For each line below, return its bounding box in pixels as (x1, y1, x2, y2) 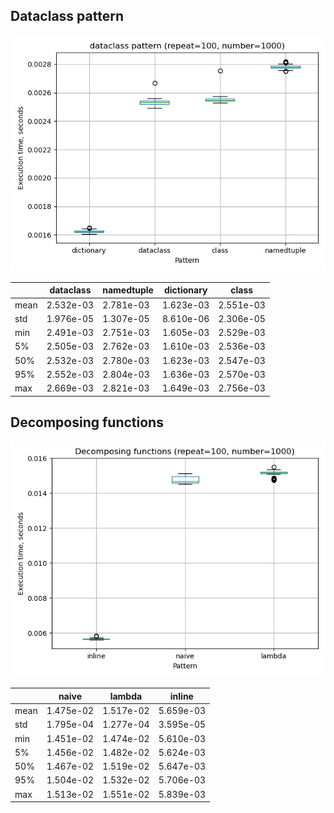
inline (169, 690, 194, 702)
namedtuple (102, 284, 154, 296)
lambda (109, 690, 143, 702)
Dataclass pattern (10, 8, 124, 25)
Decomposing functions (10, 414, 164, 431)
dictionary (163, 284, 208, 296)
